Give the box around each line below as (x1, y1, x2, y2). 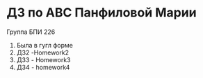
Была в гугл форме (16, 41, 74, 49)
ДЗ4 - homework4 (16, 63, 70, 71)
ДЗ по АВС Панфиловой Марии (6, 5, 197, 21)
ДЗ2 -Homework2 (16, 48, 70, 57)
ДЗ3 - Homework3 (16, 55, 71, 64)
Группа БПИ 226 (6, 28, 56, 36)
